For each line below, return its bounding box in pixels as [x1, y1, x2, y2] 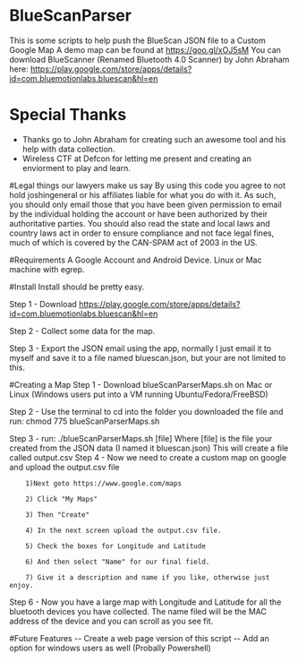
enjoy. [9, 580, 34, 589]
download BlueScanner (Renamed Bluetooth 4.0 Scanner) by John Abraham [9, 54, 290, 64]
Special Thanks [9, 105, 127, 125]
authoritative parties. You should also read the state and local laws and [9, 218, 270, 228]
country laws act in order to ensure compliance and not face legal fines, [9, 228, 275, 238]
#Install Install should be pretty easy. [9, 281, 145, 292]
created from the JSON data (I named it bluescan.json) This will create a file [9, 443, 289, 453]
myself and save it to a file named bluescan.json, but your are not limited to [9, 352, 286, 363]
